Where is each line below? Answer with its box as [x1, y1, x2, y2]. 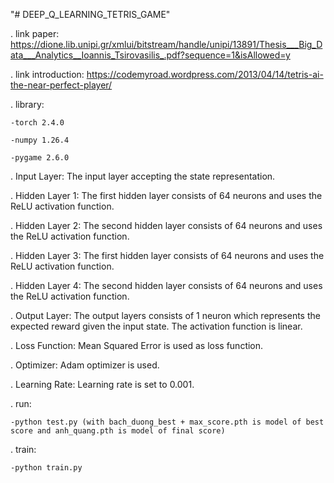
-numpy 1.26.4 [10, 135, 70, 145]
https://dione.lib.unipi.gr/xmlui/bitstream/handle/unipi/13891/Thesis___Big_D [10, 39, 323, 50]
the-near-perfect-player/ [10, 79, 113, 91]
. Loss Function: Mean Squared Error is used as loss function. [10, 340, 264, 351]
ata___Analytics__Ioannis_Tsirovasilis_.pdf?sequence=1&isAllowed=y [10, 49, 291, 61]
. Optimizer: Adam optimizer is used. [10, 359, 160, 371]
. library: [10, 99, 45, 110]
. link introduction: [10, 69, 85, 80]
